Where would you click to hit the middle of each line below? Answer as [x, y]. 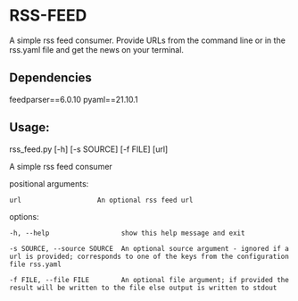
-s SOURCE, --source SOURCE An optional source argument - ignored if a [149, 248]
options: [25, 216]
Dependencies [50, 78]
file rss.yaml [36, 264]
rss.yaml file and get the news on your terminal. [97, 49]
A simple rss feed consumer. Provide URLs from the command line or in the [147, 40]
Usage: [30, 127]
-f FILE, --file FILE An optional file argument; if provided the [149, 280]
